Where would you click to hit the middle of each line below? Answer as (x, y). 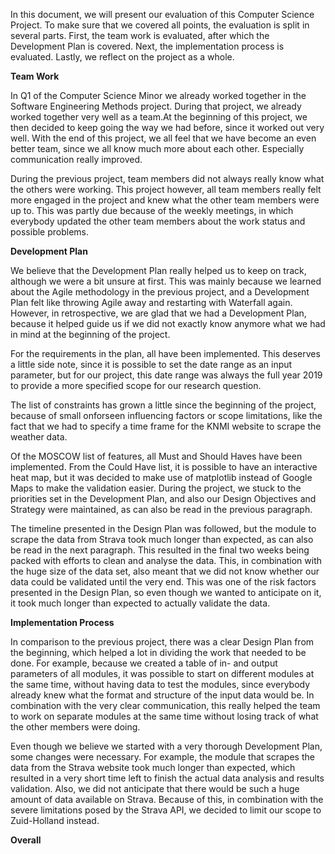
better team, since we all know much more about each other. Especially (157, 148)
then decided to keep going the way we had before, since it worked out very (167, 127)
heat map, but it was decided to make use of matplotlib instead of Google (161, 477)
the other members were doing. (75, 727)
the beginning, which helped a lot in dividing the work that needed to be (158, 652)
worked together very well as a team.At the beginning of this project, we (159, 117)
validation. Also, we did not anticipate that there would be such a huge (155, 788)
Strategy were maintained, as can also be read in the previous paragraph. (161, 509)
